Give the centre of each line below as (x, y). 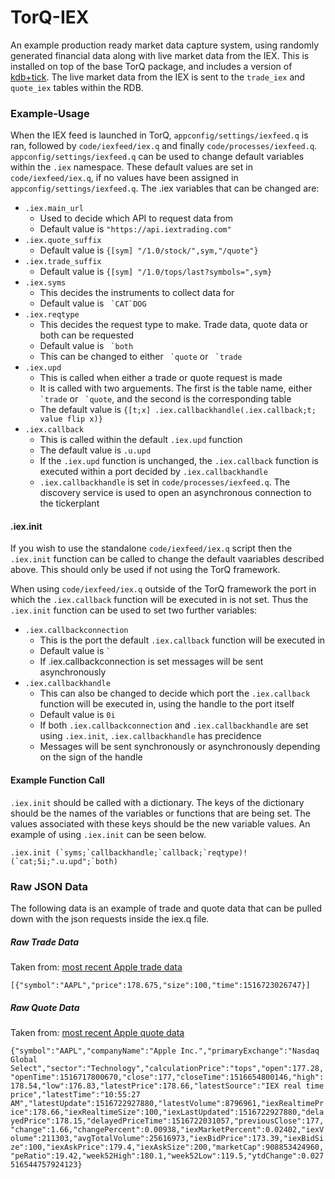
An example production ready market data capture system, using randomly (165, 45)
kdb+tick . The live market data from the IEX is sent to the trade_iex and (158, 77)
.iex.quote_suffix (63, 241)
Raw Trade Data (44, 942)
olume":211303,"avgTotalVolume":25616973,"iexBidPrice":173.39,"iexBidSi (167, 1138)
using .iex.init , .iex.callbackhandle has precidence (150, 736)
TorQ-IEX (50, 17)
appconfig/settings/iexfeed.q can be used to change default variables (157, 157)
